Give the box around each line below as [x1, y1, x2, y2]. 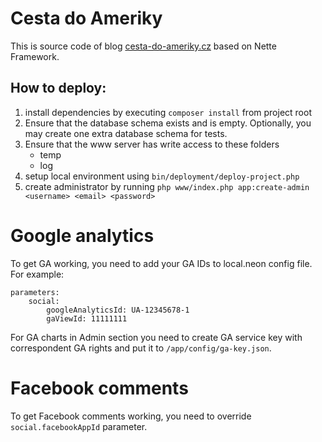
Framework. [10, 50, 60, 62]
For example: [10, 268, 65, 280]
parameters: [10, 287, 60, 297]
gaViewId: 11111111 [46, 313, 128, 324]
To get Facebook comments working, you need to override [10, 410, 252, 422]
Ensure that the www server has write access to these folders [24, 138, 280, 150]
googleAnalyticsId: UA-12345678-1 [46, 305, 190, 315]
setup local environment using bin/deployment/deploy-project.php [24, 170, 300, 182]
